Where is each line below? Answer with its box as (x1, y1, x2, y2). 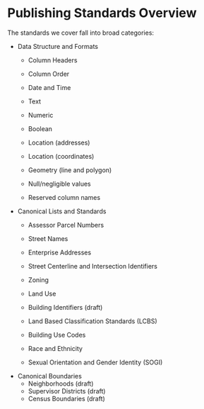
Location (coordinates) (28, 152, 95, 160)
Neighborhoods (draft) (28, 379, 94, 388)
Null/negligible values (28, 179, 91, 188)
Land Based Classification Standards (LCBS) (28, 317, 157, 325)
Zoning (28, 275, 49, 284)
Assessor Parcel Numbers (28, 220, 104, 229)
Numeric (28, 111, 54, 119)
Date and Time (28, 83, 71, 91)
